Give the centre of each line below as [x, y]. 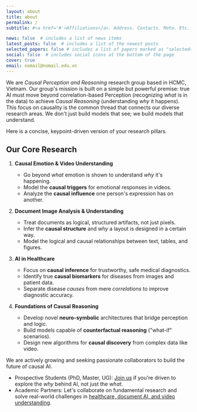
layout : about [23, 11]
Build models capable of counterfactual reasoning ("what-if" [98, 330]
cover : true [21, 60]
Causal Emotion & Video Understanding [64, 164]
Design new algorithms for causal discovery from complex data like [106, 343]
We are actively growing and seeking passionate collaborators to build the [95, 360]
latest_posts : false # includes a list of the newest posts [82, 44]
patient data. [39, 282]
